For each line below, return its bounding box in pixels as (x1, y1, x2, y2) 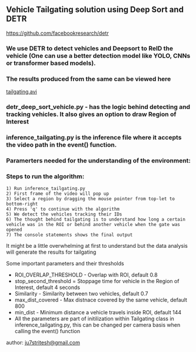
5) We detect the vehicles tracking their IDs (6, 211, 122, 217)
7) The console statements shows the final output (6, 232, 133, 238)
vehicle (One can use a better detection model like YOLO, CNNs (6, 51, 191, 59)
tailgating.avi (6, 88, 37, 95)
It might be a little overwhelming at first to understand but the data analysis (6, 243, 188, 250)
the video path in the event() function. (6, 141, 117, 149)
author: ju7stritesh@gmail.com (6, 339, 81, 346)
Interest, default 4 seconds (14, 284, 81, 291)
